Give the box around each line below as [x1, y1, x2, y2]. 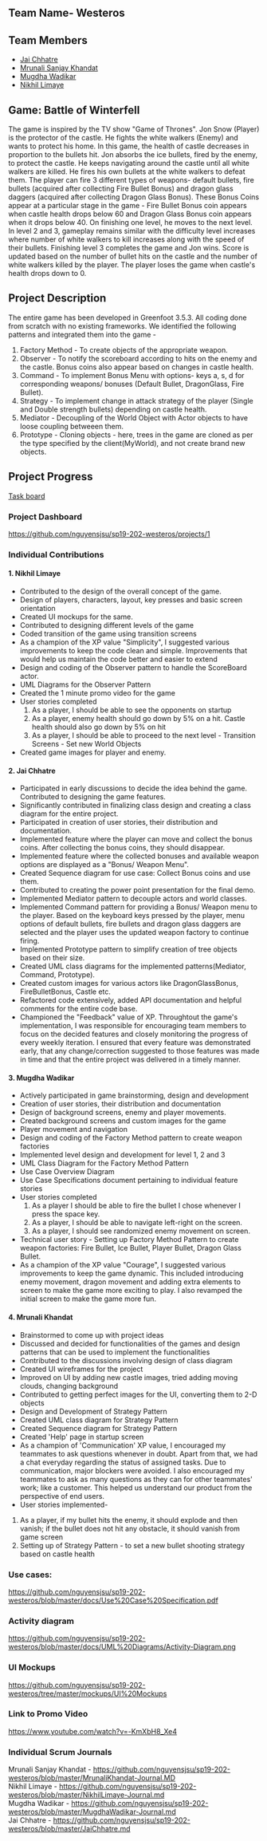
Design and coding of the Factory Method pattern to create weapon [19, 1133, 242, 1143]
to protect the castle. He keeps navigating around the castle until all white [8, 159, 249, 168]
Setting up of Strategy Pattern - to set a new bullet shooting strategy [19, 1540, 245, 1550]
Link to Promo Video [8, 1709, 88, 1720]
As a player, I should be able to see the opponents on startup [31, 705, 232, 715]
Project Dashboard [8, 511, 82, 522]
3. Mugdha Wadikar [8, 1073, 75, 1082]
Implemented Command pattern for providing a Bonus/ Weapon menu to [19, 902, 257, 912]
